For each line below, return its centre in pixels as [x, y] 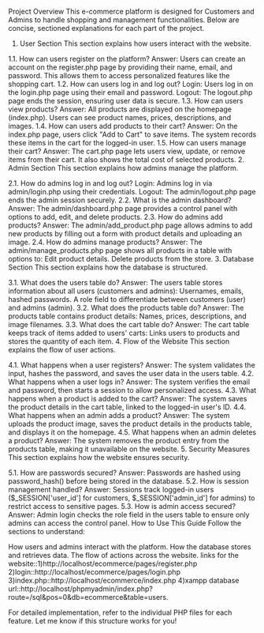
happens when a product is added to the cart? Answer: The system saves [128, 399]
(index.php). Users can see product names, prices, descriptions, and [120, 117]
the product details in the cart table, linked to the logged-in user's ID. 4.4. [127, 407]
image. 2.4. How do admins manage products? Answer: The [106, 242]
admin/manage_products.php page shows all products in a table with [120, 251]
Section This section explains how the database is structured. [108, 267]
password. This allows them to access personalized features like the [119, 75]
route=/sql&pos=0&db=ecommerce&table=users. [88, 597]
